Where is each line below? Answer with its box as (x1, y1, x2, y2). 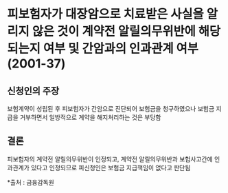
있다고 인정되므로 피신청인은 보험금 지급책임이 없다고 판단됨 (30, 163, 191, 172)
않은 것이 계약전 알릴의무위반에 (32, 23, 196, 39)
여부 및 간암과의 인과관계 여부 (43, 41, 199, 57)
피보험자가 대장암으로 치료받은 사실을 (7, 6, 204, 22)
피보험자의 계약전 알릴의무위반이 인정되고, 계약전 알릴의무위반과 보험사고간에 (7, 154, 213, 163)
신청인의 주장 (7, 85, 60, 96)
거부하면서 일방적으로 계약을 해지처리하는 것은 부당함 (19, 113, 161, 121)
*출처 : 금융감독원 (7, 178, 55, 186)
